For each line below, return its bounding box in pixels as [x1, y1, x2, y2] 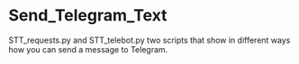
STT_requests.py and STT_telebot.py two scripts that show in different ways [8, 35, 291, 45]
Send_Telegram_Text [8, 5, 168, 26]
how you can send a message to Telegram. [8, 44, 168, 54]
